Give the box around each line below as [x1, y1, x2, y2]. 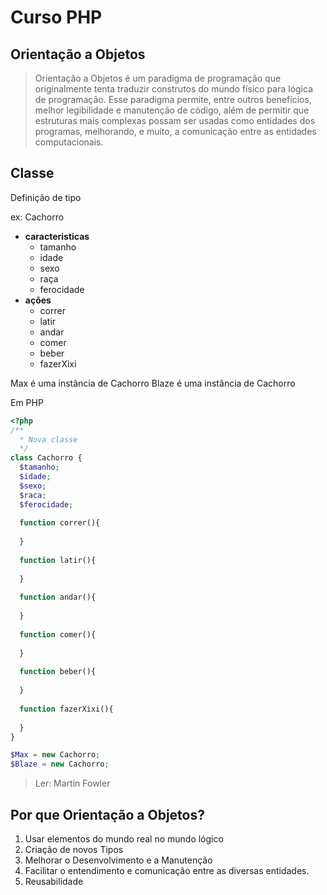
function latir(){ [19, 555, 97, 565]
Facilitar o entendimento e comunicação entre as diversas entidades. [24, 865, 310, 876]
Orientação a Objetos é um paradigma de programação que [34, 72, 282, 84]
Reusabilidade [24, 876, 84, 887]
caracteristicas [24, 230, 90, 242]
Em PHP [10, 396, 44, 408]
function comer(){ [19, 629, 97, 640]
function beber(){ [19, 667, 97, 677]
